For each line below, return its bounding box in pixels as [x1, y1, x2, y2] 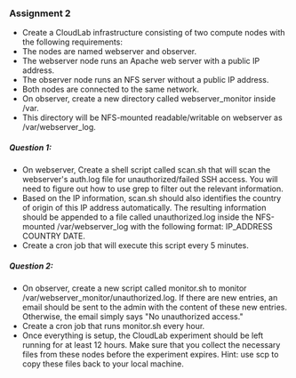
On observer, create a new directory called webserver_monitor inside [21, 93, 276, 104]
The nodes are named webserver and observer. [21, 46, 197, 57]
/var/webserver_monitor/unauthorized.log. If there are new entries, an [21, 293, 278, 303]
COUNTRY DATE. [21, 230, 86, 242]
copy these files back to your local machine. [21, 358, 185, 369]
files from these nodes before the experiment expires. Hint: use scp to [21, 350, 279, 360]
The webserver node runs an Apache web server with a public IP [21, 56, 260, 67]
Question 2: [9, 261, 53, 271]
